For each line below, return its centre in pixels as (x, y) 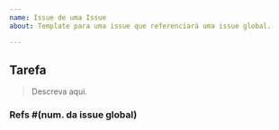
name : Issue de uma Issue (58, 17)
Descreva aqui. (59, 91)
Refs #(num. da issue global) (73, 115)
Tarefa (28, 69)
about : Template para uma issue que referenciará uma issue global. (140, 26)
